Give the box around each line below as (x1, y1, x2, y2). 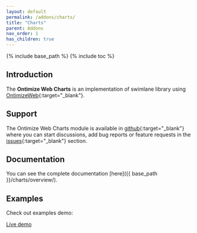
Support (6, 109, 37, 119)
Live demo (6, 221, 32, 228)
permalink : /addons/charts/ (6, 14, 76, 20)
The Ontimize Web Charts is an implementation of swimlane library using (6, 85, 186, 92)
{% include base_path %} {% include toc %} (6, 53, 115, 59)
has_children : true (6, 36, 55, 42)
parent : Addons (6, 25, 44, 31)
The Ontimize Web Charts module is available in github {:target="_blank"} (6, 125, 185, 132)
